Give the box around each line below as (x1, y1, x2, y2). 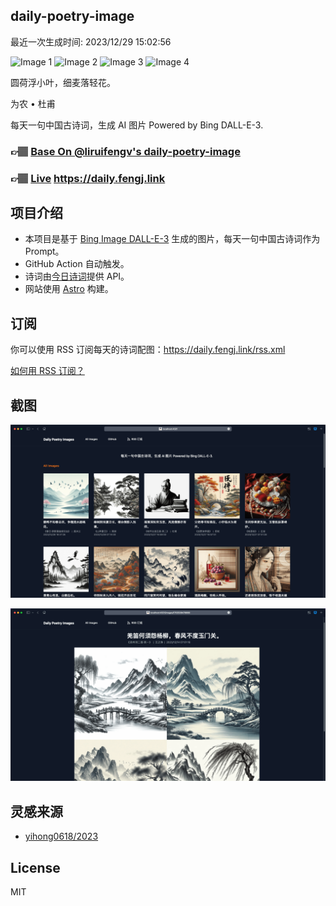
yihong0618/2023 (24, 830, 99, 843)
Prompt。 (24, 245, 65, 258)
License (10, 859, 61, 876)
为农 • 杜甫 (10, 97, 56, 109)
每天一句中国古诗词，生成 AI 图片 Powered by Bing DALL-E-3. (10, 119, 264, 131)
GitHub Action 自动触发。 (24, 258, 130, 270)
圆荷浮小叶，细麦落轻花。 (10, 76, 116, 88)
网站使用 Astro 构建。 (24, 283, 114, 295)
